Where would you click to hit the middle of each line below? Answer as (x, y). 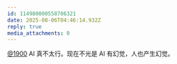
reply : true (24, 26)
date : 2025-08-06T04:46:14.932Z (54, 20)
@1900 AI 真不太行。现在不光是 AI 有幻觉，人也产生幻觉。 (91, 54)
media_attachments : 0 (39, 33)
